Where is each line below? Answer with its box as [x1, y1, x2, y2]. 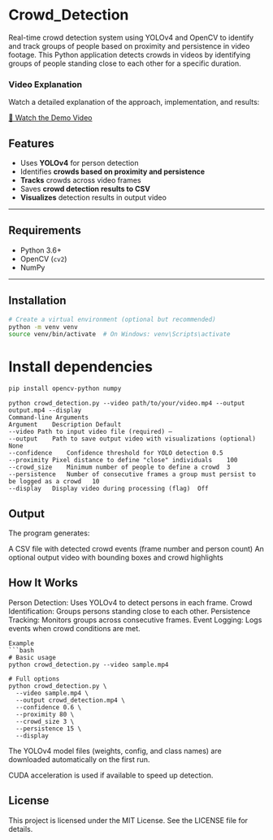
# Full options [8, 674, 60, 683]
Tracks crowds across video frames [19, 175, 141, 185]
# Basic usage [8, 653, 57, 661]
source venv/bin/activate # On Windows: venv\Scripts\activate [8, 331, 231, 339]
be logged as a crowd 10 [8, 478, 100, 486]
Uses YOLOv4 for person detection [19, 158, 139, 168]
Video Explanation [8, 79, 83, 90]
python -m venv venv [8, 323, 79, 331]
